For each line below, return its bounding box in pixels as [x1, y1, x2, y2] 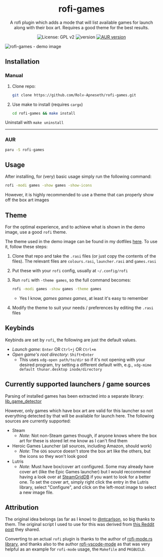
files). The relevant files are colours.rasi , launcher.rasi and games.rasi [12, 259, 157, 264]
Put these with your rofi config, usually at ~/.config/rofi [12, 268, 128, 274]
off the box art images [5, 197, 49, 203]
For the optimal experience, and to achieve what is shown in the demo [5, 224, 146, 230]
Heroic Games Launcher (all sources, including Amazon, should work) [12, 443, 152, 449]
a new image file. [19, 489, 54, 495]
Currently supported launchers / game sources [5, 380, 150, 388]
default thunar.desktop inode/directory [19, 367, 102, 372]
